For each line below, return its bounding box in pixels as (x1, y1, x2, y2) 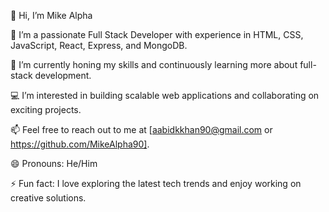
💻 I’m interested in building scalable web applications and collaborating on (10, 90, 320, 101)
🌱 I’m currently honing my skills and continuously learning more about (10, 59, 298, 70)
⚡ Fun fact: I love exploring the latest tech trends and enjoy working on (10, 178, 302, 189)
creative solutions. (10, 192, 87, 204)
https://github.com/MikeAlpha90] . (10, 138, 150, 150)
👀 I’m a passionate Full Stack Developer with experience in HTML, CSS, (10, 29, 304, 40)
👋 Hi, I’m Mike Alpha (10, 10, 93, 21)
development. (34, 70, 92, 81)
